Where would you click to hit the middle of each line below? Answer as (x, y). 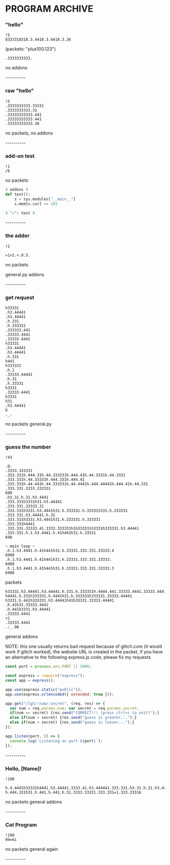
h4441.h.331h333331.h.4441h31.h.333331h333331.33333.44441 (69, 596)
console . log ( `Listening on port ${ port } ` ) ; (56, 741)
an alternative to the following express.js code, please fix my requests (78, 657)
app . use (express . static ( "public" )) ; (44, 689)
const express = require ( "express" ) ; (45, 676)
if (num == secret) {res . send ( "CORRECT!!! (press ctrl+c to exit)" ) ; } (84, 713)
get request (20, 297)
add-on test (20, 156)
